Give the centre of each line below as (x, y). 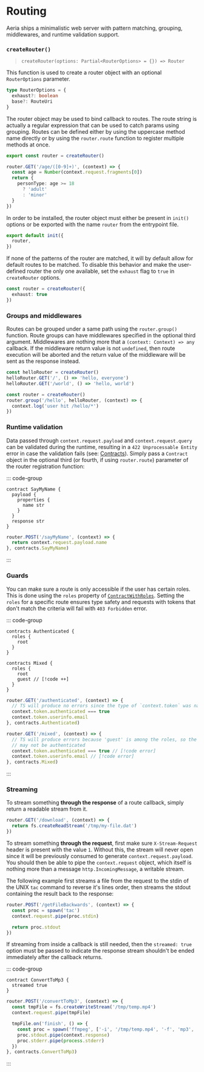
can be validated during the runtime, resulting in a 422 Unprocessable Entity (102, 447)
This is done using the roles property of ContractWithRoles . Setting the (95, 595)
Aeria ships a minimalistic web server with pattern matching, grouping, (94, 28)
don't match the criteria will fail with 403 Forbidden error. (77, 608)
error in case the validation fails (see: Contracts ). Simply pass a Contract (97, 453)
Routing (26, 11)
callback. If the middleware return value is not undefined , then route (91, 348)
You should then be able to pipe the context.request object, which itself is (99, 863)
